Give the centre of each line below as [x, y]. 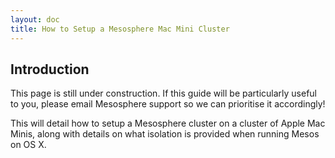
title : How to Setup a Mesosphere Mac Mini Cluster [120, 29]
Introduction [50, 69]
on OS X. [28, 145]
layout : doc [35, 19]
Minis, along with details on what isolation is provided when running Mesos [165, 134]
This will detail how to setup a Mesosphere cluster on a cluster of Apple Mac [168, 123]
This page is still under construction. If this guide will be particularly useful [163, 93]
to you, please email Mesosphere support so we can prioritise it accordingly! [168, 104]
